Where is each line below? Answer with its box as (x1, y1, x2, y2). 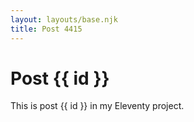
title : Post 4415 (10, 24, 83, 34)
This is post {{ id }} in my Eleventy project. (10, 100, 185, 112)
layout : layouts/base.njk (10, 14, 118, 25)
